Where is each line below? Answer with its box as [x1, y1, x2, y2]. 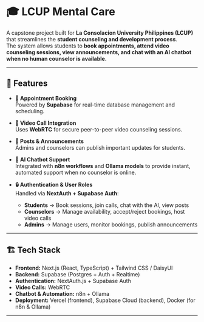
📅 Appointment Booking [15, 94, 77, 102]
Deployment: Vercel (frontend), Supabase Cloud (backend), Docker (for [15, 296, 195, 304]
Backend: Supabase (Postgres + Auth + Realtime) [15, 270, 140, 278]
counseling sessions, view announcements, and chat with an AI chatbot [6, 48, 192, 55]
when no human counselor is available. [6, 55, 107, 62]
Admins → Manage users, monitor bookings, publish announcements [24, 220, 198, 228]
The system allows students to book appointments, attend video [6, 42, 170, 49]
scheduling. [15, 107, 45, 114]
